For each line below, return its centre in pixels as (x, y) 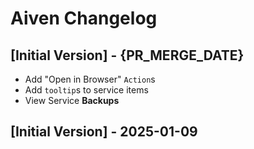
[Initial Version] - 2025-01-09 (104, 132)
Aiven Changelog (84, 18)
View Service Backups (72, 100)
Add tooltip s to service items (86, 90)
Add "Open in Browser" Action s (90, 79)
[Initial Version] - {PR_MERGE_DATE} (127, 55)
